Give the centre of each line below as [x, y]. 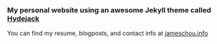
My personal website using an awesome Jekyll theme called [109, 10]
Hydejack [23, 18]
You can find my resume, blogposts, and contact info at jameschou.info [108, 33]
